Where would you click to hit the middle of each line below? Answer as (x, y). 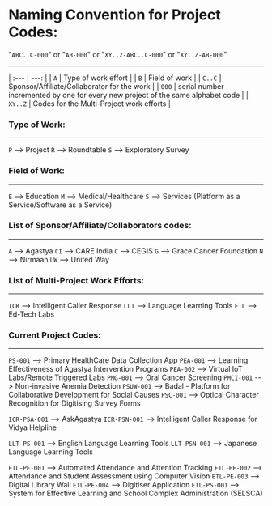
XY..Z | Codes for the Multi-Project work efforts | (90, 104)
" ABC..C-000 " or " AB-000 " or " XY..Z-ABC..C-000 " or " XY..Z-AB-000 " (118, 54)
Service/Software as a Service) (60, 205)
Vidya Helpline (33, 427)
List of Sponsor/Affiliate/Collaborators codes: (100, 226)
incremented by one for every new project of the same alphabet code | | (129, 95)
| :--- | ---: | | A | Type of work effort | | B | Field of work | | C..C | (115, 78)
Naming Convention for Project (115, 15)
